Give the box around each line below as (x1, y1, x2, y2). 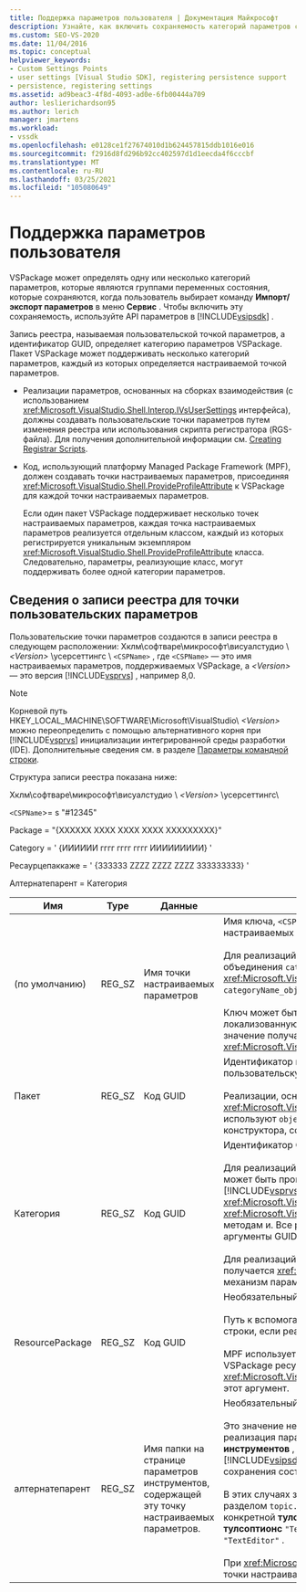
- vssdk (9, 132, 39, 142)
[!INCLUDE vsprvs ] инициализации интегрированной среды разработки (9, 734, 286, 745)
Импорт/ (254, 291, 291, 302)
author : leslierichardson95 (9, 98, 117, 108)
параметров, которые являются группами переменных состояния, (9, 282, 270, 293)
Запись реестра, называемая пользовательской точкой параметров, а (9, 329, 285, 340)
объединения (222, 960, 284, 973)
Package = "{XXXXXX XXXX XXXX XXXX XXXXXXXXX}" (9, 824, 222, 836)
